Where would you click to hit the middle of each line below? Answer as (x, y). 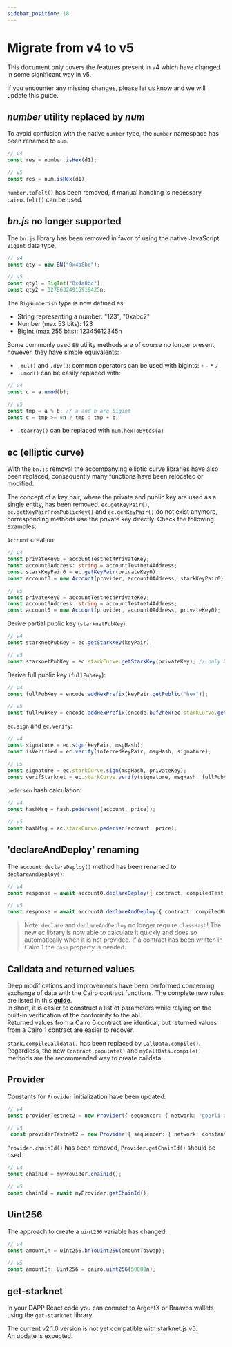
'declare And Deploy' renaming (73, 850)
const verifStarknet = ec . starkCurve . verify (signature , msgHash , (103, 777)
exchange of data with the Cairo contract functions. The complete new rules (116, 993)
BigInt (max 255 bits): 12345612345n (69, 331)
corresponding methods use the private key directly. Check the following (110, 519)
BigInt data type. (32, 245)
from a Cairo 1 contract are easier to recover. (71, 1030)
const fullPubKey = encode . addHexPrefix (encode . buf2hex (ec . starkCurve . (112, 713)
